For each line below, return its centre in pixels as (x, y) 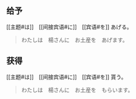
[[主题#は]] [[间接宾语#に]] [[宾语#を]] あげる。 (69, 27)
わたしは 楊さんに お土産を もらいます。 (77, 90)
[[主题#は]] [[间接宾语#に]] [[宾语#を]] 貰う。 (66, 77)
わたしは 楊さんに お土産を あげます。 (74, 40)
